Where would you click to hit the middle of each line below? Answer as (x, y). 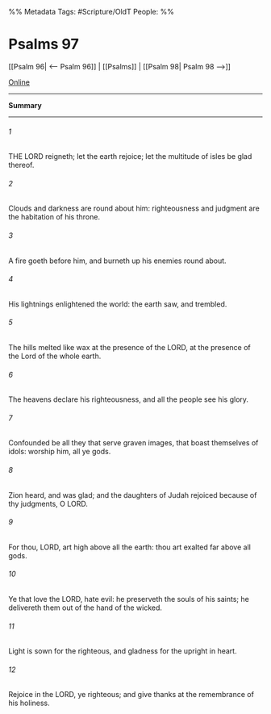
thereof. (21, 165)
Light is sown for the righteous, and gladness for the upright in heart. (123, 651)
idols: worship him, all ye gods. (60, 452)
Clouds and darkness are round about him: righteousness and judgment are (134, 208)
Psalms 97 (44, 44)
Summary (25, 105)
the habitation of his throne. (54, 217)
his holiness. (29, 703)
